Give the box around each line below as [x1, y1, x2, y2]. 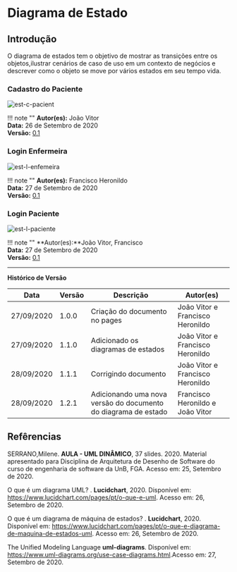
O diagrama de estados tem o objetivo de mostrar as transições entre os [7, 51, 218, 60]
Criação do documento [90, 306, 167, 316]
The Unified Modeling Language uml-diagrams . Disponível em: [7, 542, 192, 551]
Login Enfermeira [7, 147, 68, 156]
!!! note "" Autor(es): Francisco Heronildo [7, 176, 128, 185]
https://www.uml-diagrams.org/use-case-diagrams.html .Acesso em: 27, [7, 550, 217, 559]
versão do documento [90, 398, 164, 408]
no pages [90, 315, 122, 325]
